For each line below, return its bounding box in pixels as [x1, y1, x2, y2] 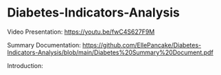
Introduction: [7, 61, 43, 69]
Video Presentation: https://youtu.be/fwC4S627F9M [7, 28, 155, 36]
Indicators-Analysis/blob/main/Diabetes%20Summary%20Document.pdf [7, 48, 214, 56]
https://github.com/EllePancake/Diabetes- [82, 41, 202, 49]
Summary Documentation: [7, 41, 81, 49]
